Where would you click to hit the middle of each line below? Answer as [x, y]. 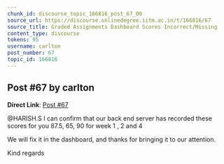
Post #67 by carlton [51, 88]
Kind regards [26, 153]
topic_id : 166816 [33, 60]
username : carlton [34, 46]
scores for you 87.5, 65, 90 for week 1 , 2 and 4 [75, 125]
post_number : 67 [31, 53]
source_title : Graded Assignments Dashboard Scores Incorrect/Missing [112, 27]
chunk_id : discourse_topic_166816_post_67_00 [75, 14]
